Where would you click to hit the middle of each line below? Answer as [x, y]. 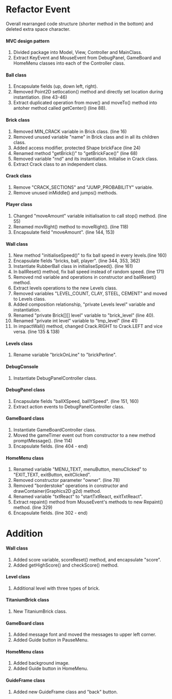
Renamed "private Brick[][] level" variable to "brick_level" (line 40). [84, 315]
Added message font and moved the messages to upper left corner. [85, 634]
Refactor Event [38, 9]
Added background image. [41, 663]
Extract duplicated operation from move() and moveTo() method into [85, 103]
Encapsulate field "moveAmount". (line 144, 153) [64, 232]
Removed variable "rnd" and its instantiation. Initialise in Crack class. [85, 159]
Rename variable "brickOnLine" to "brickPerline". [65, 355]
